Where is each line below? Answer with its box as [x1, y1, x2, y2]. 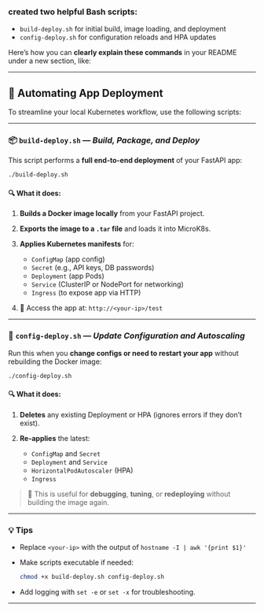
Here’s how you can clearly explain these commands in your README [8, 48, 237, 57]
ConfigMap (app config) [31, 254, 105, 264]
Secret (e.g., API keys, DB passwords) [31, 263, 155, 273]
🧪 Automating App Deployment [8, 86, 163, 100]
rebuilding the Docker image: [8, 357, 102, 366]
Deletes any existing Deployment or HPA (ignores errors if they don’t [19, 410, 242, 419]
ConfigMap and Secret [31, 448, 101, 458]
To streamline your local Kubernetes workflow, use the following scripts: [8, 107, 242, 117]
